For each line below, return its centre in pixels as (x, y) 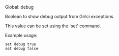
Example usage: (21, 35)
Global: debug (19, 7)
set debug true (21, 44)
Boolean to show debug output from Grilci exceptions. (60, 16)
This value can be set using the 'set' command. (53, 26)
